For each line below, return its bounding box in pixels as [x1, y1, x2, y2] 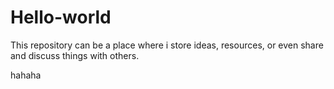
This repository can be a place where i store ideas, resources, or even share [10, 39, 324, 51]
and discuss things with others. [10, 49, 140, 61]
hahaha [10, 69, 42, 81]
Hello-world [10, 6, 112, 29]
